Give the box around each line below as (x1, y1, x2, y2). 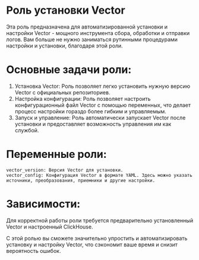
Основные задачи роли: (6, 63, 132, 77)
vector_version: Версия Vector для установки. (6, 167, 124, 173)
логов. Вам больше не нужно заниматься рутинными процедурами (6, 36, 178, 43)
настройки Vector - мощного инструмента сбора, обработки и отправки (6, 29, 190, 36)
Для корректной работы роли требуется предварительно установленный (6, 217, 194, 224)
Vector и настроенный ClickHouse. (6, 223, 93, 230)
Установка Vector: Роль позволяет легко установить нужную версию (14, 83, 191, 90)
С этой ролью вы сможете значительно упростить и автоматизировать (6, 234, 188, 242)
